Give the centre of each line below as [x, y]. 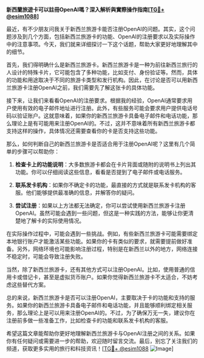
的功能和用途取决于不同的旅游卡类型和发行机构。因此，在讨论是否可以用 [97, 80]
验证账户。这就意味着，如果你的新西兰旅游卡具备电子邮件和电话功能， [104, 116]
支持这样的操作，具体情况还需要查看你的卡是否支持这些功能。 [83, 131]
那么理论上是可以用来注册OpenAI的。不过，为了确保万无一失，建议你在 [106, 313]
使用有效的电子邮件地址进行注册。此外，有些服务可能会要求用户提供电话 [102, 108]
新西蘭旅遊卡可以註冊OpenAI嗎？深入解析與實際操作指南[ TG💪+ [86, 9]
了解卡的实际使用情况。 [55, 221]
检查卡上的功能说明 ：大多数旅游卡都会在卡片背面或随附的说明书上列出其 [105, 164]
